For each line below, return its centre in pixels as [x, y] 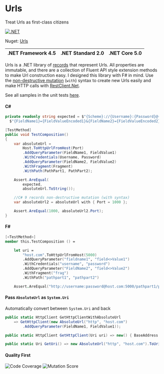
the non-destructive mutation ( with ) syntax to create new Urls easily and [78, 80]
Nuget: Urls [17, 41]
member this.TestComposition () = [40, 242]
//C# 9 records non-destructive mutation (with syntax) [72, 198]
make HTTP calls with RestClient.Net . [43, 86]
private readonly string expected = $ [44, 117]
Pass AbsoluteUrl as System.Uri [37, 297]
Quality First [18, 355]
